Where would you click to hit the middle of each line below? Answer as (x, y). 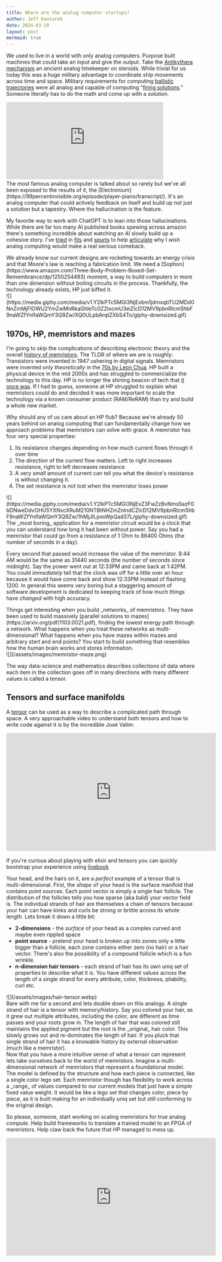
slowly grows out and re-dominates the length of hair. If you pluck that (93, 1035)
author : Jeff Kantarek (34, 19)
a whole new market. (32, 405)
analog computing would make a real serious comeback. (76, 246)
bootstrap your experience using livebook (57, 867)
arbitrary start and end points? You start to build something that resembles (98, 641)
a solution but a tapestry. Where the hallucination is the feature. (84, 209)
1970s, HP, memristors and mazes (71, 334)
